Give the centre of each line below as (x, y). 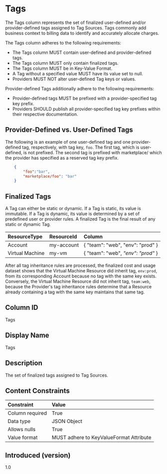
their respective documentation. (45, 114)
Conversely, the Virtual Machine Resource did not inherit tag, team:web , (78, 281)
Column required (27, 413)
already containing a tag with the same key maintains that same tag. (75, 292)
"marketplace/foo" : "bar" (50, 176)
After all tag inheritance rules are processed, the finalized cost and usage (81, 265)
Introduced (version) (38, 455)
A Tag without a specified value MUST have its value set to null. (78, 73)
